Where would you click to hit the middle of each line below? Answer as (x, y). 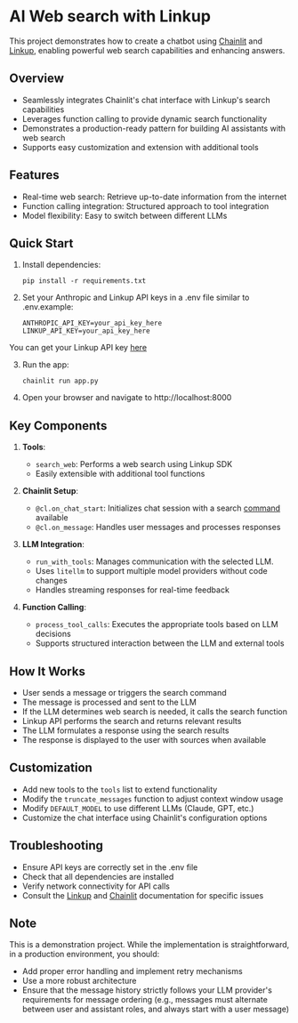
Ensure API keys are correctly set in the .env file (110, 867)
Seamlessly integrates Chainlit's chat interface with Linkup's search (146, 100)
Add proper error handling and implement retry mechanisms (132, 971)
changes (52, 581)
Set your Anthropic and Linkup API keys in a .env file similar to (136, 298)
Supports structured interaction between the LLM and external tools (160, 643)
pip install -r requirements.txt (84, 281)
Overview (37, 79)
